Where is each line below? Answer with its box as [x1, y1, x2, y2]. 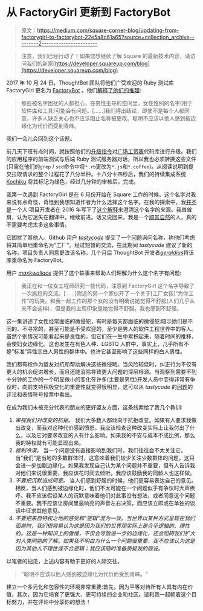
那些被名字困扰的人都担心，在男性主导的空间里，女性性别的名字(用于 [21, 99, 193, 106]
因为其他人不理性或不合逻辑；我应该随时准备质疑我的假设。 [14, 545, 164, 552]
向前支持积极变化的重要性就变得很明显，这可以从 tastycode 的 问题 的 [22, 383, 193, 390]
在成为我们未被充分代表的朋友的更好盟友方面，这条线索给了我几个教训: [6, 403, 183, 411]
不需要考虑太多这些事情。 [6, 221, 70, 228]
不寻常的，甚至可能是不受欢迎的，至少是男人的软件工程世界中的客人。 [22, 325, 197, 332]
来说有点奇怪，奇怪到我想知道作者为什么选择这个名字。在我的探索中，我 [6, 198, 186, 205]
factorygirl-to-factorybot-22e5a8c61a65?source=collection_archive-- [21, 33, 195, 40]
